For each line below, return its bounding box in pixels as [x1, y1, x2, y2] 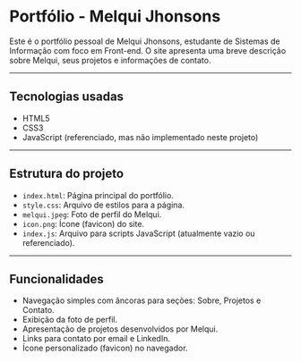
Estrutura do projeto [9, 166, 124, 181]
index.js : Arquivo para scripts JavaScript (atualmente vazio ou [21, 228, 255, 239]
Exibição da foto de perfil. [21, 315, 118, 325]
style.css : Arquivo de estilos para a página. [21, 199, 185, 210]
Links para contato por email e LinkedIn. [21, 333, 171, 344]
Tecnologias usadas [9, 89, 124, 105]
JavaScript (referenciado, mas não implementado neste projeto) [21, 131, 259, 142]
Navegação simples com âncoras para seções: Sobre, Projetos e [21, 295, 262, 306]
